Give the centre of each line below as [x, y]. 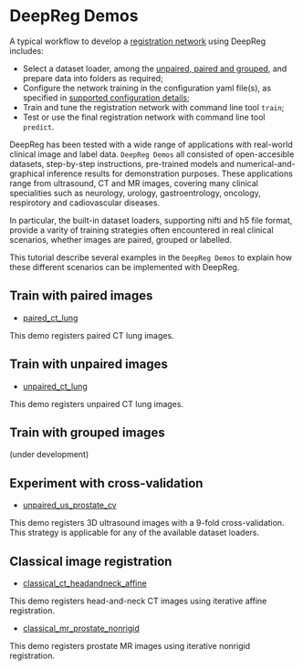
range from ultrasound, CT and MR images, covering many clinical [134, 183]
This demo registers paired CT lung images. [92, 335]
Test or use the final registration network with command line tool [144, 117]
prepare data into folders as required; [93, 78]
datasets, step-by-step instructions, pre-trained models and [122, 163]
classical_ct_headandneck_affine [85, 583]
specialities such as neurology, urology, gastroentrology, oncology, [136, 193]
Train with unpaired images [89, 365]
